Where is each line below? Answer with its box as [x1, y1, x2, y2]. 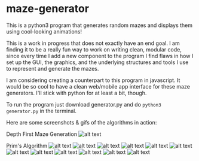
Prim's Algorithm [6, 142, 48, 149]
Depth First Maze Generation [6, 130, 78, 138]
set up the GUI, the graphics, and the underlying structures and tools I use [6, 59, 189, 66]
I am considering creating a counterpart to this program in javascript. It [6, 77, 180, 84]
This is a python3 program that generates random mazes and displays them [6, 22, 193, 29]
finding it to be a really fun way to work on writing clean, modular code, [6, 45, 182, 53]
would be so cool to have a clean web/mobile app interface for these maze [6, 83, 190, 90]
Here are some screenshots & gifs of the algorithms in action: [6, 119, 157, 126]
